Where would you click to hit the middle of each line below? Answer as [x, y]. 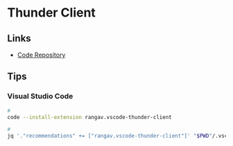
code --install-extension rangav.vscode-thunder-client [89, 117]
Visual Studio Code [40, 96]
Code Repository [41, 55]
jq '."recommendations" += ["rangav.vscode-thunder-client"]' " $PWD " [110, 136]
